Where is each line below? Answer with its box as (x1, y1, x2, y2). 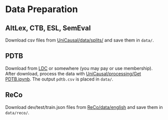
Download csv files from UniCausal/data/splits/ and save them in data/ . (5, 37, 154, 43)
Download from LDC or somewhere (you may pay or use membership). (5, 65, 153, 71)
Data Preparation (5, 4, 78, 15)
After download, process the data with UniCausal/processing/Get (5, 70, 141, 76)
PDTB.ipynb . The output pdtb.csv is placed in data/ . (5, 76, 114, 82)
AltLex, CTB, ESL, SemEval (5, 24, 91, 32)
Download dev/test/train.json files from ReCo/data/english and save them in (5, 104, 163, 110)
